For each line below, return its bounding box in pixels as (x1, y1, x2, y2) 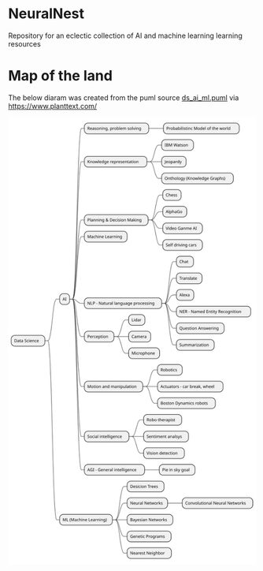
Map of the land (8, 67, 113, 85)
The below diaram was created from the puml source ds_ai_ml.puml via (8, 92, 239, 103)
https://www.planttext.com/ (8, 101, 98, 110)
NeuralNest (8, 5, 85, 23)
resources (8, 39, 41, 48)
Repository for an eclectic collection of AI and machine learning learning (8, 31, 243, 40)
